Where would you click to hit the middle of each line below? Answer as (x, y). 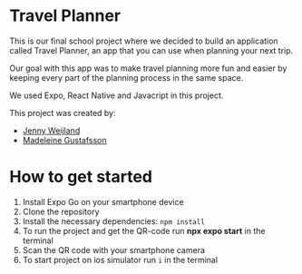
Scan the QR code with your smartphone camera (114, 250)
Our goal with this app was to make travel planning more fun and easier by (148, 68)
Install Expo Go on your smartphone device (103, 201)
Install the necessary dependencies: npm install (114, 221)
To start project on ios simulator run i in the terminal (120, 259)
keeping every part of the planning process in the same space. (127, 77)
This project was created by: (63, 113)
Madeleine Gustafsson (64, 140)
